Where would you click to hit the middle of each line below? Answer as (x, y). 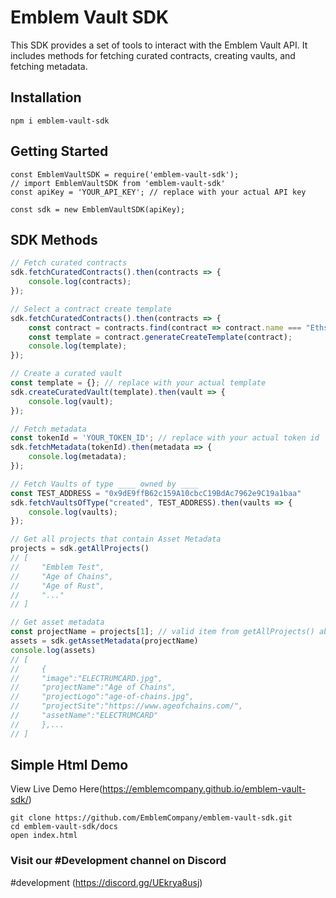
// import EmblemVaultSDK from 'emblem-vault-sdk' (118, 183)
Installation (46, 97)
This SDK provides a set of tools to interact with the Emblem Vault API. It (159, 45)
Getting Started (59, 151)
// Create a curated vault (66, 374)
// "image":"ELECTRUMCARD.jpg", (86, 678)
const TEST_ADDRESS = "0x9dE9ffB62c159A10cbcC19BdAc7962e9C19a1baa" (156, 493)
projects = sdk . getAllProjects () (80, 549)
